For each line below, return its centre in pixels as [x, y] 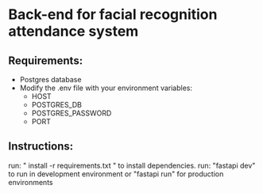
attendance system [73, 31]
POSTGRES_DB [56, 105]
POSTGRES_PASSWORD [72, 113]
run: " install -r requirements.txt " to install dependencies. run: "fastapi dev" [132, 165]
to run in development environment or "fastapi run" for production [116, 174]
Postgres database [50, 79]
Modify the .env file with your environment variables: [106, 88]
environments [31, 182]
